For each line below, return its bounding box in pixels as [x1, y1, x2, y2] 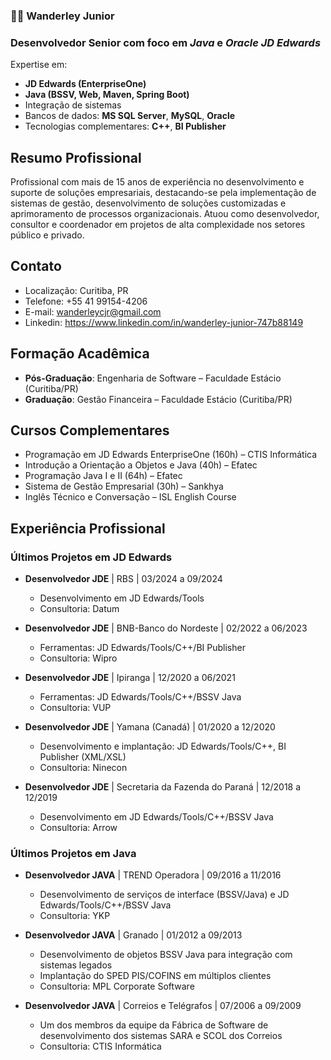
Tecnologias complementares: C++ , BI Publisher [24, 120, 227, 133]
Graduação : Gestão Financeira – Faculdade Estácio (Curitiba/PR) [24, 393, 293, 405]
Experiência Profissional [10, 520, 166, 537]
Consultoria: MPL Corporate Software [39, 980, 195, 993]
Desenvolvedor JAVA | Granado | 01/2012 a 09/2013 [24, 929, 243, 941]
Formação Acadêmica [10, 345, 150, 363]
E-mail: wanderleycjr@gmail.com [24, 305, 162, 318]
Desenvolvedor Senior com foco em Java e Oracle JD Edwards [10, 35, 322, 49]
